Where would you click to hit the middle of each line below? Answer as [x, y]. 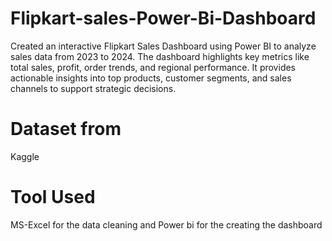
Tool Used [53, 197]
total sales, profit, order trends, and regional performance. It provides [153, 67]
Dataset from [66, 129]
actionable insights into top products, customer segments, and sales [151, 78]
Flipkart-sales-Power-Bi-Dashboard [163, 18]
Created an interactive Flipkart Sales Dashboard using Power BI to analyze [163, 46]
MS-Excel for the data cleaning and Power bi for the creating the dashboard [166, 224]
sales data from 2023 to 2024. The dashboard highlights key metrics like [160, 56]
